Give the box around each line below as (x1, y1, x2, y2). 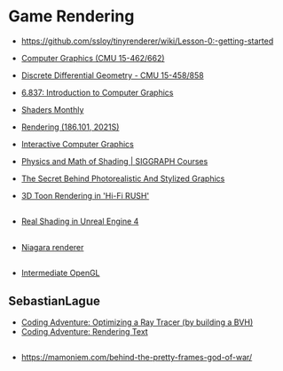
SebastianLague (8, 293, 101, 308)
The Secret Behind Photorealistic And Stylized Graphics (20, 173, 225, 184)
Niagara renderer (20, 241, 84, 252)
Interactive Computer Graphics (20, 138, 134, 149)
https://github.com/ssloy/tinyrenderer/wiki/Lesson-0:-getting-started (20, 36, 274, 46)
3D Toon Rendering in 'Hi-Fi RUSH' (20, 190, 150, 201)
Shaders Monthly (20, 104, 84, 114)
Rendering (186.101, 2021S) (20, 122, 120, 132)
